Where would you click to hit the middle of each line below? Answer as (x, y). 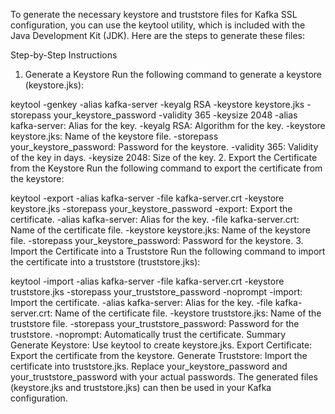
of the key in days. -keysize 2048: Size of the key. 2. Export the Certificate (164, 157)
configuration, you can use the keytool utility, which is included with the (158, 25)
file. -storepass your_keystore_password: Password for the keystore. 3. (157, 240)
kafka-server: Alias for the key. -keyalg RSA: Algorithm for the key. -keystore (168, 125)
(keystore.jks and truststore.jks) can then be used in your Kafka (141, 387)
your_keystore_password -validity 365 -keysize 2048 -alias (175, 115)
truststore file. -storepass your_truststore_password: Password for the (155, 323)
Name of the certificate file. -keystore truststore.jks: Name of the (188, 313)
